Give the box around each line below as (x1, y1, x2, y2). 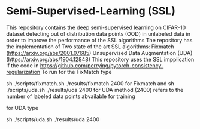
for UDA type (6, 104, 39, 111)
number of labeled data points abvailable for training (6, 93, 136, 100)
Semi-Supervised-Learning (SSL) (6, 4, 175, 18)
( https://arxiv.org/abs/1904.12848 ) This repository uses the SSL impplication (6, 56, 195, 63)
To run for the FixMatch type (41, 68, 112, 75)
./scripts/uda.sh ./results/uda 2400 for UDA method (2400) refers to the (6, 86, 184, 93)
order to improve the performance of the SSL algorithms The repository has (6, 36, 193, 44)
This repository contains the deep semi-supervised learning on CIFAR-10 (6, 24, 186, 31)
